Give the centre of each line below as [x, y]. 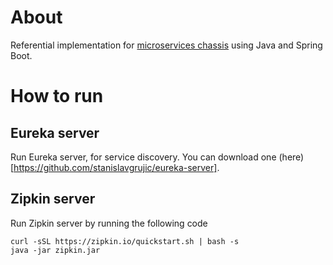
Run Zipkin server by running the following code [109, 223]
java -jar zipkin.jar [55, 250]
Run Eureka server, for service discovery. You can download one [143, 157]
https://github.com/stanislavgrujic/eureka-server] [115, 167]
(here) [291, 157]
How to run [57, 96]
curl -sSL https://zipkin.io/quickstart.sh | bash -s [125, 241]
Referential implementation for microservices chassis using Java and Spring [166, 45]
